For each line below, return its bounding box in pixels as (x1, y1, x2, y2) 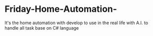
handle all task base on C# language (4, 25, 79, 31)
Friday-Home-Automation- (4, 3, 117, 15)
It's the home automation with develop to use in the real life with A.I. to (4, 20, 149, 26)
